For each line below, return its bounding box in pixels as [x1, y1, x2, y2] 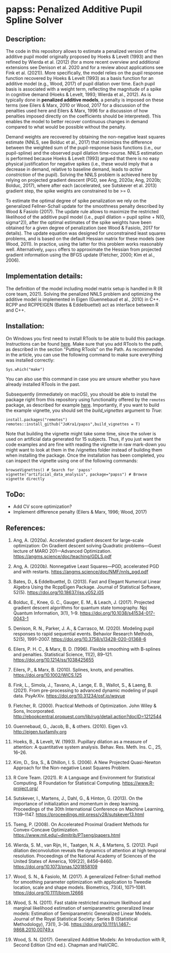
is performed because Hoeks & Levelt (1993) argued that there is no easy [6, 155, 160, 161]
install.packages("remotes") [6, 417, 68, 422]
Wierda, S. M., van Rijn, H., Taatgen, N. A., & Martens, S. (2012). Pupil [13, 842, 158, 848]
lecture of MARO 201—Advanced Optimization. [13, 548, 111, 554]
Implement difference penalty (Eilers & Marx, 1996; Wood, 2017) [13, 509, 147, 515]
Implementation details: [6, 272, 83, 281]
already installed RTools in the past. [6, 381, 80, 387]
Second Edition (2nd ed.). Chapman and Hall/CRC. [13, 942, 119, 948]
